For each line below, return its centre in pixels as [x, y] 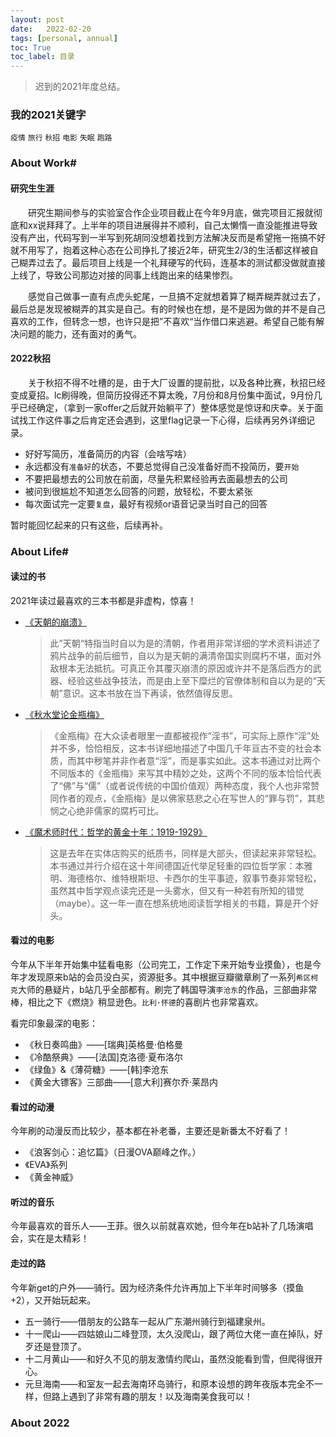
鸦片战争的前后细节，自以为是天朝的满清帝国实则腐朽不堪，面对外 [185, 655]
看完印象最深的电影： [54, 1023]
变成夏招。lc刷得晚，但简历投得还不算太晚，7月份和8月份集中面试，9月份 [162, 395]
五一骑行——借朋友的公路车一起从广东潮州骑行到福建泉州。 [147, 1321]
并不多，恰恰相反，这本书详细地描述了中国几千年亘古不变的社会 [181, 748]
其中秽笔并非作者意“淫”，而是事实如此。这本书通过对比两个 [198, 760]
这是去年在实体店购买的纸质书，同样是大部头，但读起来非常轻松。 [185, 853]
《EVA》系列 [46, 1165]
